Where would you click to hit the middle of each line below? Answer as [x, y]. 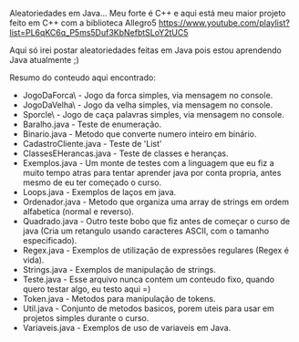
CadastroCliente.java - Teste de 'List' [92, 144]
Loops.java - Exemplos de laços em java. [99, 192]
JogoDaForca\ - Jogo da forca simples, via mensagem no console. [148, 95]
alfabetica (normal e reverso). [78, 212]
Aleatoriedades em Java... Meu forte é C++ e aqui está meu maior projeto [148, 13]
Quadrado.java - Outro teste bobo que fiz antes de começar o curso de [156, 221]
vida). [33, 260]
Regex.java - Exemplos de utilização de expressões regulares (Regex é [156, 250]
